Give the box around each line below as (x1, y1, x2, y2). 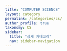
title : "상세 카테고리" (9, 34, 52, 39)
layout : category (5, 12, 41, 17)
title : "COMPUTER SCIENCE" (5, 7, 60, 12)
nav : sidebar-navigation (9, 39, 60, 44)
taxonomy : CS (5, 25, 32, 30)
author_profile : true (5, 20, 49, 26)
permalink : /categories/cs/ (5, 16, 63, 21)
